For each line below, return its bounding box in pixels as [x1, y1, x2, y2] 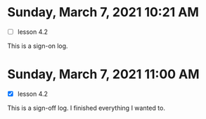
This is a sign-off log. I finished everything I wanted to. [7, 104, 165, 112]
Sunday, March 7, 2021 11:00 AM [7, 66, 200, 82]
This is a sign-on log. [7, 42, 68, 50]
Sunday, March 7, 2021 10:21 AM [7, 4, 199, 20]
